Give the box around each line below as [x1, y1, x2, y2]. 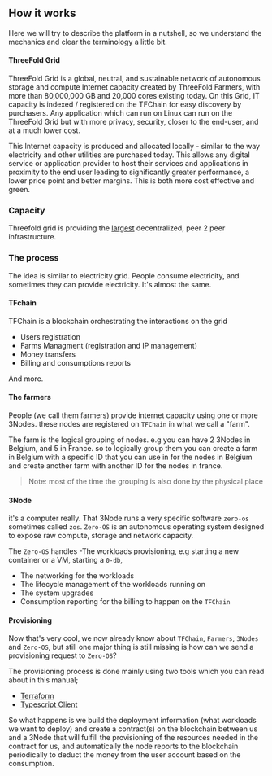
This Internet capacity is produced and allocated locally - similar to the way [8, 142, 261, 151]
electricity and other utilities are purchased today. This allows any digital [8, 150, 250, 160]
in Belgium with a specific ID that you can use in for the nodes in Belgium [8, 452, 253, 463]
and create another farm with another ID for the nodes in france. [8, 461, 223, 471]
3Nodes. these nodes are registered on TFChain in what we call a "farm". [8, 419, 250, 429]
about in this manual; [8, 675, 79, 685]
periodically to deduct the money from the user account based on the [8, 750, 241, 760]
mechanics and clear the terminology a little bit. [8, 37, 168, 46]
